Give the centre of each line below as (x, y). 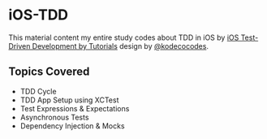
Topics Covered (49, 72)
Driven (19, 46)
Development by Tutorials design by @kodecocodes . (121, 46)
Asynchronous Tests (54, 117)
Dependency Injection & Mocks (72, 126)
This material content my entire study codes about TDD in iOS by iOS (124, 37)
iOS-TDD (39, 15)
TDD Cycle (38, 91)
